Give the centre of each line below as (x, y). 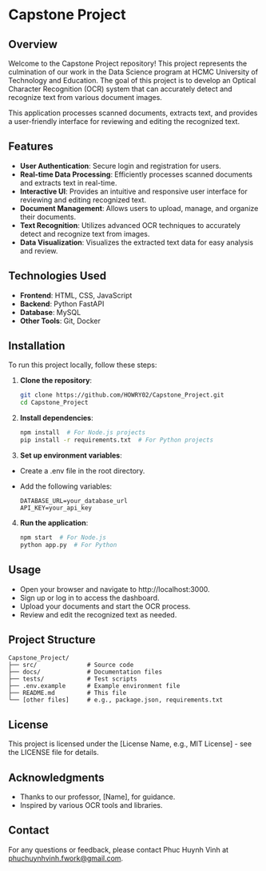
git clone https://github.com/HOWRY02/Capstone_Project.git (122, 395)
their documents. (48, 217)
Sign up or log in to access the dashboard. (89, 597)
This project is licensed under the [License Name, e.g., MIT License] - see (130, 744)
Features (31, 147)
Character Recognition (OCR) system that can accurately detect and (121, 89)
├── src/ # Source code (71, 665)
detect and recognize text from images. (85, 234)
